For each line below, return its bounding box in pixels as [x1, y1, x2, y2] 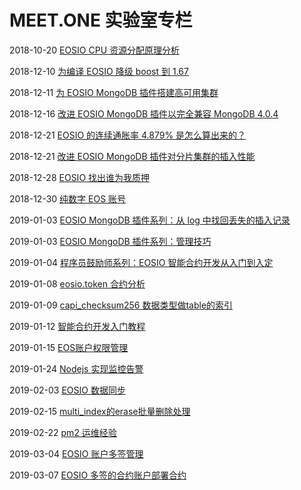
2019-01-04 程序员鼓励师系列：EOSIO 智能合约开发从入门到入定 [9, 256, 274, 268]
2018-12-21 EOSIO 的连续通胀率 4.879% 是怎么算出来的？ [9, 129, 247, 141]
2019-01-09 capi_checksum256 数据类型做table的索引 [9, 299, 234, 311]
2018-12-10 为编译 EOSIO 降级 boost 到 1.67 [9, 65, 189, 77]
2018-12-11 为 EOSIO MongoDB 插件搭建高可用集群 [9, 86, 219, 98]
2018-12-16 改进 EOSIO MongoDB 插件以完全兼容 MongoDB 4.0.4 [9, 107, 279, 120]
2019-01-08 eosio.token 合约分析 [9, 277, 146, 290]
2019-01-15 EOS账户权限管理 [9, 341, 129, 353]
